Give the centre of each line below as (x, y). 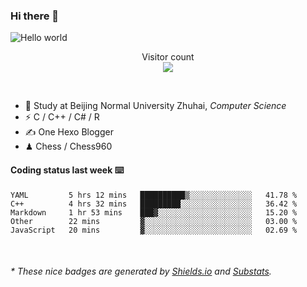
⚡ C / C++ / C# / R (62, 117)
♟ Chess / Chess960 (68, 146)
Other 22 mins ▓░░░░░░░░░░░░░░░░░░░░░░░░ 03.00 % (154, 221)
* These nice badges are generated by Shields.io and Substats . (141, 271)
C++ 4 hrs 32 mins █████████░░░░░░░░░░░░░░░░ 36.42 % (154, 204)
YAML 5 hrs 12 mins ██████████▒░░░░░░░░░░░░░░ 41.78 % (154, 195)
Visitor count (168, 57)
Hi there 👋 (35, 16)
